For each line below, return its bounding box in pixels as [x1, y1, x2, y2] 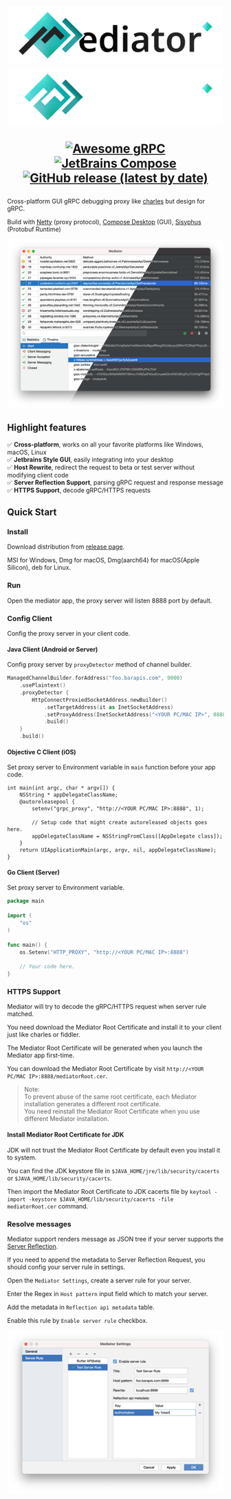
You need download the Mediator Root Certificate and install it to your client [7, 1023, 222, 1032]
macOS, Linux [7, 448, 47, 456]
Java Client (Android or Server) [7, 645, 98, 654]
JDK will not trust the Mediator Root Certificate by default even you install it [7, 1146, 221, 1154]
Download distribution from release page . [7, 542, 125, 551]
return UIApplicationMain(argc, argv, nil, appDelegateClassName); [19, 847, 217, 854]
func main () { [7, 941, 48, 948]
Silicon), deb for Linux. [7, 563, 71, 571]
